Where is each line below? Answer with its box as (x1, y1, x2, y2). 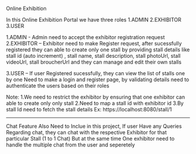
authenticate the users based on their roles (6, 82, 110, 89)
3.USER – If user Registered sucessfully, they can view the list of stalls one (6, 70, 185, 76)
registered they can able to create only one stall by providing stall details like (6, 46, 190, 53)
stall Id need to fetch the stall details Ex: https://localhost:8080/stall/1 (6, 106, 172, 113)
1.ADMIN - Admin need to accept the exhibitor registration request (6, 34, 165, 40)
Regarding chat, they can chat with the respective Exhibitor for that (6, 129, 167, 136)
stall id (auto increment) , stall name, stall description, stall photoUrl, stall (6, 52, 181, 59)
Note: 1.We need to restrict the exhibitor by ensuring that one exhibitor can (6, 93, 185, 100)
